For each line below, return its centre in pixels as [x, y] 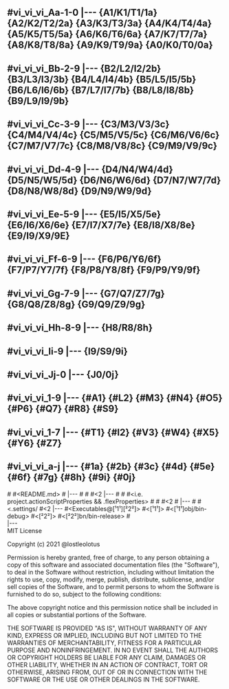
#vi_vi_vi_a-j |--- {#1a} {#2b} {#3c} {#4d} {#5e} [111, 467]
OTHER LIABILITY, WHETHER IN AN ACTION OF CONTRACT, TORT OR [107, 665]
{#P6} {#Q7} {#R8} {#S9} [63, 409]
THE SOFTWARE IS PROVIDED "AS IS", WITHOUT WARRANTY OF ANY [107, 628]
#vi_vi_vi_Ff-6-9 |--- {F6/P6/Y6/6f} [84, 259]
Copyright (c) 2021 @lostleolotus [54, 544]
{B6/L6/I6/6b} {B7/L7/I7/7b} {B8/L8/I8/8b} [101, 90]
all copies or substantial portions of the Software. [77, 615]
